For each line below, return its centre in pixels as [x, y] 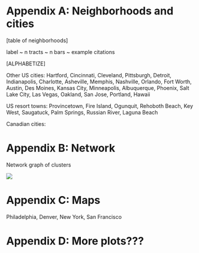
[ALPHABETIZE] [26, 64]
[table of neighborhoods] [37, 40]
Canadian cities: [26, 124]
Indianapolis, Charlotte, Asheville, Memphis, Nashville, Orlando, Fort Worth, [99, 82]
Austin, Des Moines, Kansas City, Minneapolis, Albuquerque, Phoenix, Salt [98, 88]
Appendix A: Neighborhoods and [90, 11]
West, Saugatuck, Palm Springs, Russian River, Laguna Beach [82, 112]
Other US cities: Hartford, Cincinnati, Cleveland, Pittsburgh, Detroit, [89, 75]
